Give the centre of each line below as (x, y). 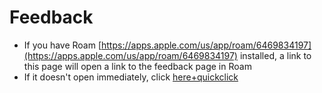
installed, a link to (275, 55)
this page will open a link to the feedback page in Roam (137, 66)
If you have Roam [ (62, 45)
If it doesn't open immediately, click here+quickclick (131, 77)
